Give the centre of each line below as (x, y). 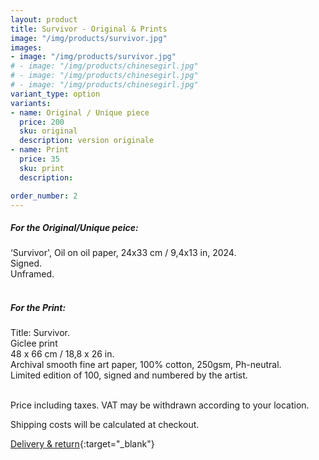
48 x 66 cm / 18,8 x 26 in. (62, 354)
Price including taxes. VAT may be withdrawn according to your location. (160, 405)
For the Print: (38, 307)
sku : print (42, 168)
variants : (31, 103)
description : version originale (87, 141)
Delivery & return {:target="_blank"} (82, 444)
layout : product (44, 19)
